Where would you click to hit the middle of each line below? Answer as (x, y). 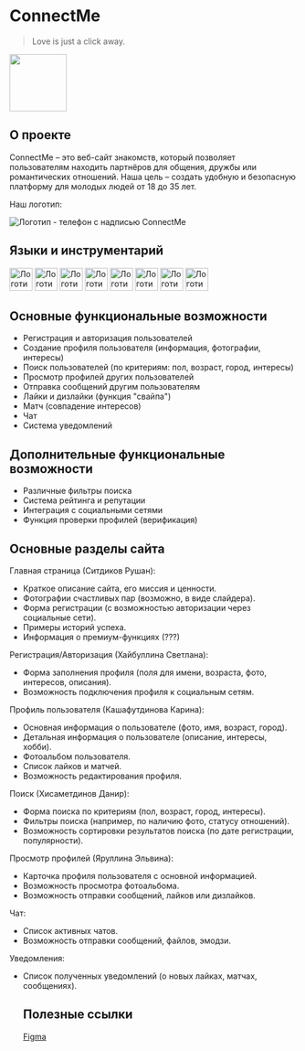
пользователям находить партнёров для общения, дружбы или (133, 166)
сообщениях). (50, 986)
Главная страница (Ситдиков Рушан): (83, 571)
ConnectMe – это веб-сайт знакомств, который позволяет (122, 157)
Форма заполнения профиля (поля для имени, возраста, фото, (145, 672)
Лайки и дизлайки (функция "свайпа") (97, 397)
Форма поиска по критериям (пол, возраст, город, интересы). (144, 811)
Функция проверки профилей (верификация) (110, 520)
